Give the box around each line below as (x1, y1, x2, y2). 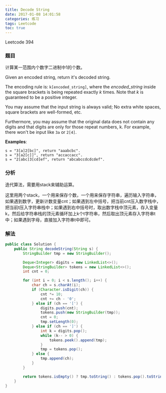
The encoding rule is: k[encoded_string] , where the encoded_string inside (5, 84, 156, 90)
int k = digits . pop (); (40, 328, 87, 333)
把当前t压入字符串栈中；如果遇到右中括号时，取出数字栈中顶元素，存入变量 (5, 204, 158, 210)
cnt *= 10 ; (40, 292, 63, 297)
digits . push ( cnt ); (40, 306, 79, 311)
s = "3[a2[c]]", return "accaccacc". (5, 153, 83, 158)
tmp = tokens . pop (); (40, 347, 83, 352)
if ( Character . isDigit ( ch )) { (31, 287, 94, 292)
